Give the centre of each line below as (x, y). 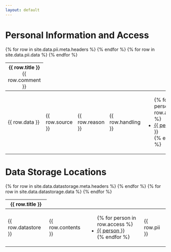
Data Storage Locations (56, 172)
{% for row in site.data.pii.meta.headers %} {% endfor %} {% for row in (80, 49)
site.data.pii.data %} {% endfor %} (41, 54)
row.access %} (115, 224)
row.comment (24, 80)
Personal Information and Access (77, 35)
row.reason (91, 122)
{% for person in (117, 218)
